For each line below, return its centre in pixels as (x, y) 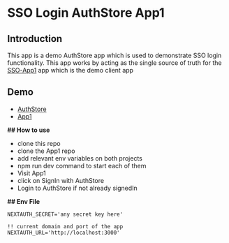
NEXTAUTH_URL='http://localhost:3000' (64, 233)
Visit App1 (32, 173)
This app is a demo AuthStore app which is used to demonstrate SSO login (114, 55)
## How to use (29, 130)
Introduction (35, 39)
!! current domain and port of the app (65, 226)
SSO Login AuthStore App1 (86, 13)
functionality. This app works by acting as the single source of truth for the (114, 63)
